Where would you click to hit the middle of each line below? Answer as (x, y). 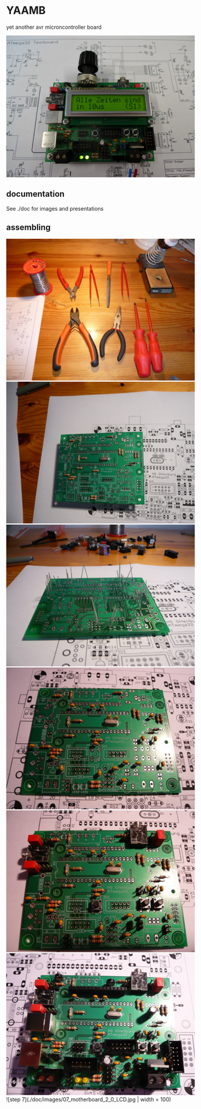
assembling (28, 228)
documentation (35, 194)
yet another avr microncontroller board (54, 27)
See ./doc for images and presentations (55, 208)
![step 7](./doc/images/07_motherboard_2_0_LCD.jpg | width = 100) (89, 1099)
